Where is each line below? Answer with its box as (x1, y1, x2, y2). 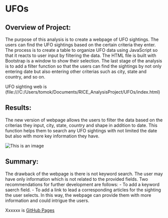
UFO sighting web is (5, 84, 47, 90)
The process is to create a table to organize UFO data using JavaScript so (5, 47, 158, 53)
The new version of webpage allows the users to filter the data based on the (5, 117, 163, 123)
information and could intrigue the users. (5, 197, 89, 203)
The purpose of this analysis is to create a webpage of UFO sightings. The (5, 36, 159, 42)
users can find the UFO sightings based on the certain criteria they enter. (5, 42, 156, 48)
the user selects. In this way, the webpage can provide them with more (5, 192, 151, 198)
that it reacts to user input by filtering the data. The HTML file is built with (5, 52, 156, 58)
